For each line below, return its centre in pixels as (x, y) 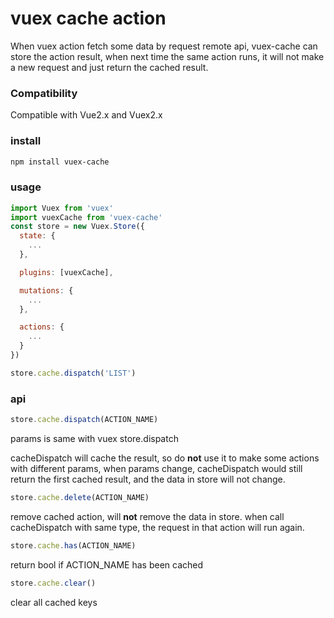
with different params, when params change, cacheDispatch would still (156, 468)
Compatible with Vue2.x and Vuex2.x (86, 115)
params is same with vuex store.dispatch (94, 438)
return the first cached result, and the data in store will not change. (148, 479)
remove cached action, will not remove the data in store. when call (147, 516)
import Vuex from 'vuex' (62, 208)
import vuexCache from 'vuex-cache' (86, 217)
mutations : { (46, 290)
